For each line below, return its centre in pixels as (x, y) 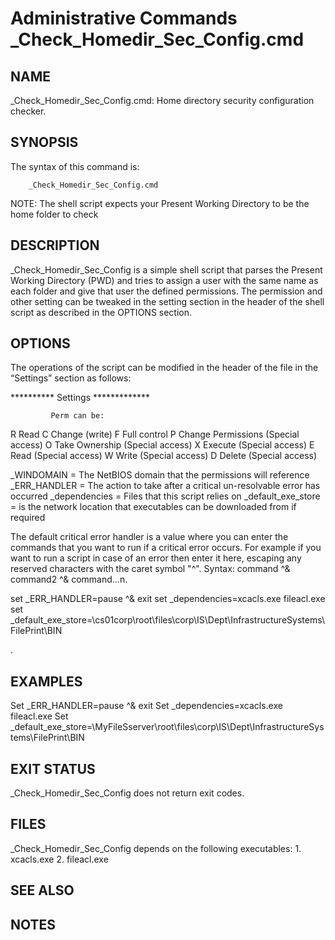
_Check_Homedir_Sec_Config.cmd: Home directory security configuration (162, 100)
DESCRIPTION (55, 245)
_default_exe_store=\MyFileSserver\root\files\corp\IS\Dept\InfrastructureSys (167, 727)
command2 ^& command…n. (69, 579)
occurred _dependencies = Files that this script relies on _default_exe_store (165, 496)
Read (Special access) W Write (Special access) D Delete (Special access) (164, 456)
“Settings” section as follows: (71, 378)
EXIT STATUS (53, 768)
